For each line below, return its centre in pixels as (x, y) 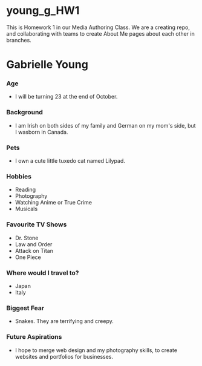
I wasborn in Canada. (41, 132)
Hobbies (19, 176)
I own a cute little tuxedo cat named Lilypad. (70, 161)
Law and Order (34, 244)
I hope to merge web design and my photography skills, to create (96, 350)
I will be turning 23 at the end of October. (66, 97)
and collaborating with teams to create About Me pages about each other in (100, 33)
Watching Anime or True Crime (54, 203)
